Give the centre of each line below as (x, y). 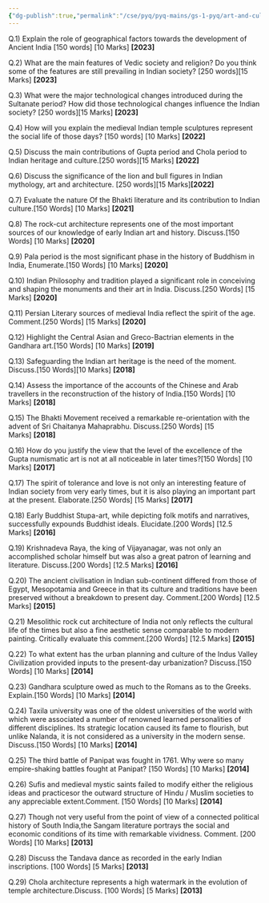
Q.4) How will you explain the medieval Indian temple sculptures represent (131, 127)
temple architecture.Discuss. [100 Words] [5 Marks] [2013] (105, 890)
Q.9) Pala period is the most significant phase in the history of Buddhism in (131, 256)
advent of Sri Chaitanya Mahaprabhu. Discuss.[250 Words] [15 (111, 426)
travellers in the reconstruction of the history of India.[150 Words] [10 (122, 393)
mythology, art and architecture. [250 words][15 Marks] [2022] (111, 184)
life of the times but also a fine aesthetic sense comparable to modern (124, 630)
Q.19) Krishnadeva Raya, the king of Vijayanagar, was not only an (115, 548)
